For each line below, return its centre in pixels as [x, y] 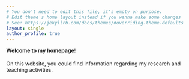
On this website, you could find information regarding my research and [94, 64]
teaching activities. [29, 70]
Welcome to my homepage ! [41, 50]
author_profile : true [33, 34]
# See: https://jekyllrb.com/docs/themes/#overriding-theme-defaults [95, 23]
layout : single [25, 28]
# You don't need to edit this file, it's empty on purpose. [84, 12]
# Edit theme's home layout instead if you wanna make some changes [94, 17]
